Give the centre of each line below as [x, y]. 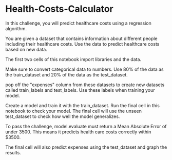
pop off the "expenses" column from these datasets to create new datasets [85, 85]
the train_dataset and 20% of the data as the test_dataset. [66, 74]
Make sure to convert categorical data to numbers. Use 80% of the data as [85, 69]
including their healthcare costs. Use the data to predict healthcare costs [82, 44]
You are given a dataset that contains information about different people [81, 38]
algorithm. [16, 28]
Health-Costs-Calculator [60, 9]
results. [13, 152]
